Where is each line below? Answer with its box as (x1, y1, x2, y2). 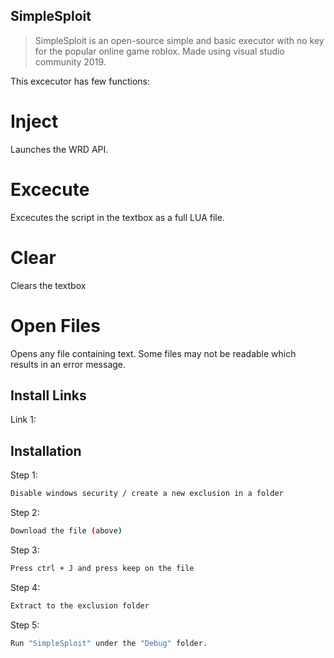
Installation (10, 442, 82, 459)
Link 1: (10, 414, 37, 426)
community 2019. (34, 55, 107, 68)
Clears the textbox (10, 279, 87, 291)
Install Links (10, 387, 87, 404)
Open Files (10, 314, 101, 337)
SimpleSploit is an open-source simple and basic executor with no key (34, 34, 325, 46)
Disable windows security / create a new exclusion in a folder (10, 489, 284, 499)
